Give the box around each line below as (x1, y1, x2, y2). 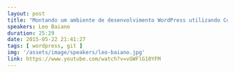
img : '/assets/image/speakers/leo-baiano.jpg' (7, 49, 145, 56)
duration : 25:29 (7, 29, 55, 37)
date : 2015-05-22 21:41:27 (7, 36, 86, 43)
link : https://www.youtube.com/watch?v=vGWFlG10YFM (7, 56, 161, 63)
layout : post (7, 10, 45, 17)
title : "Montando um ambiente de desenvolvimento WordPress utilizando (7, 17, 220, 24)
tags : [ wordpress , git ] (7, 42, 83, 49)
